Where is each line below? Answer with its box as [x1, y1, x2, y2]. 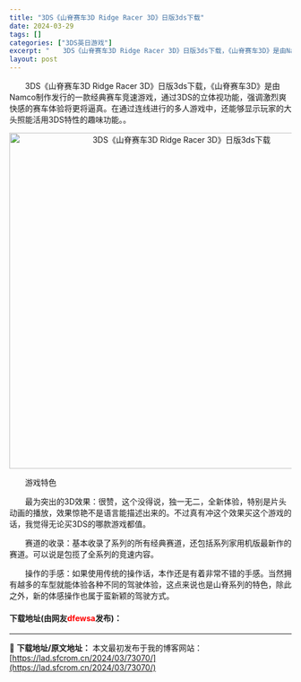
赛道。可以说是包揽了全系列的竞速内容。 [9, 549, 159, 559]
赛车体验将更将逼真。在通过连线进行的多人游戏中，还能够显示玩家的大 [32, 103, 292, 113]
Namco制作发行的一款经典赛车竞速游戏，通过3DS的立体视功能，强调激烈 [9, 92, 279, 102]
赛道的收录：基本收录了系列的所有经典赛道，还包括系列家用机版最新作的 [24, 538, 292, 548]
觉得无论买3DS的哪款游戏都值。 [32, 519, 150, 529]
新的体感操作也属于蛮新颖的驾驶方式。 [32, 590, 175, 601]
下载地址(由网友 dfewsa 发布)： [9, 612, 123, 624]
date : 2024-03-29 [9, 22, 74, 31]
